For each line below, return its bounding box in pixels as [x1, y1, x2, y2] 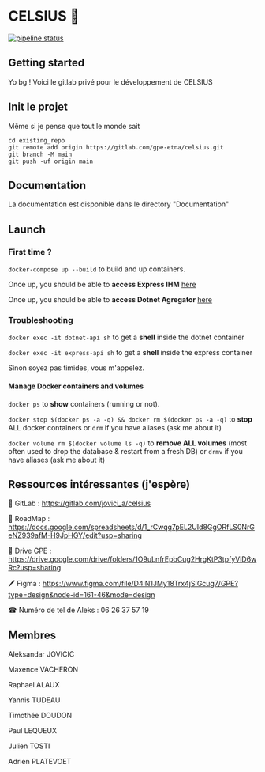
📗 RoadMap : [8, 514, 50, 524]
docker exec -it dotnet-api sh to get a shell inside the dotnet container [8, 332, 244, 342]
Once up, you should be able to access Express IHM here [8, 280, 196, 289]
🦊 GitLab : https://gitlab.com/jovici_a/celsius [8, 498, 151, 509]
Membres [8, 628, 57, 641]
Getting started [8, 56, 85, 70]
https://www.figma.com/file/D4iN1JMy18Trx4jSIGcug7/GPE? [42, 579, 239, 588]
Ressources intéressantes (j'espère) [8, 478, 191, 491]
